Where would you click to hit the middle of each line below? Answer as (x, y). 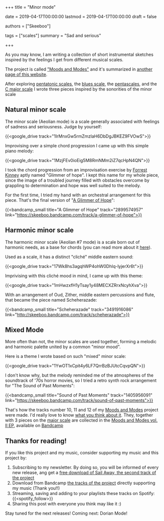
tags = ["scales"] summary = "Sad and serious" (53, 36)
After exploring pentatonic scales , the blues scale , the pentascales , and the (81, 84)
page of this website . (26, 74)
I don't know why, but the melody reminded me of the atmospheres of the (79, 375)
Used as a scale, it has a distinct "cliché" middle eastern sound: (69, 257)
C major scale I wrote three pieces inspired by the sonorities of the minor (79, 89)
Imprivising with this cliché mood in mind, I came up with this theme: (74, 276)
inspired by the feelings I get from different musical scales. (64, 60)
